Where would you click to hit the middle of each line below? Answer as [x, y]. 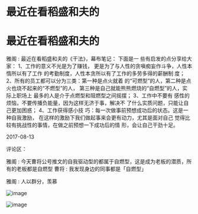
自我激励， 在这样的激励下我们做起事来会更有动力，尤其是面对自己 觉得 [98, 118]
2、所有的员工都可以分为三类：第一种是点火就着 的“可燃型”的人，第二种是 [96, 81]
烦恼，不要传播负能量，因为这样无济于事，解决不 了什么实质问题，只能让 [95, 103]
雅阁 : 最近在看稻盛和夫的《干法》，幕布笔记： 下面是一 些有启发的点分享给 [97, 59]
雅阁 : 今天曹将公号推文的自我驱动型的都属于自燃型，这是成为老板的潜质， [96, 162]
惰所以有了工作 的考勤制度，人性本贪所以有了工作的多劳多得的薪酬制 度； [95, 74]
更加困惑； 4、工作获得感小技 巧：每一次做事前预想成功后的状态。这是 [97, 110]
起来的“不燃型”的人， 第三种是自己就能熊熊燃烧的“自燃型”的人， [104, 88]
